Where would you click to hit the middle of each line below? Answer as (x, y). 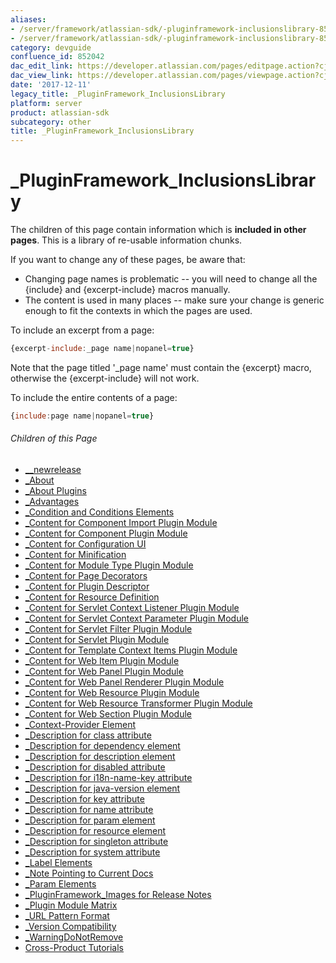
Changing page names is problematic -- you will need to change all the (171, 279)
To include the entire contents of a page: (94, 397)
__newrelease (53, 470)
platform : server (46, 103)
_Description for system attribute (92, 852)
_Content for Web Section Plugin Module (108, 714)
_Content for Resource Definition (92, 597)
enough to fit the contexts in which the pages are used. (138, 311)
